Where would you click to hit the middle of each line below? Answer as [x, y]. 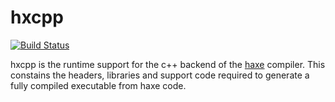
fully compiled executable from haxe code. [98, 85]
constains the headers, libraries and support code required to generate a [160, 75]
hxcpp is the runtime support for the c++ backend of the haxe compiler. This [168, 64]
